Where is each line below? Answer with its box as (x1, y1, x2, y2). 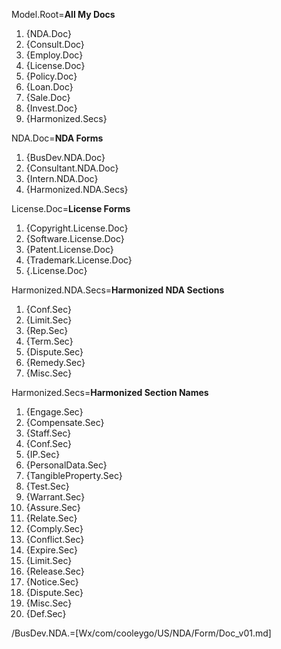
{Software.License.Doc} (25, 233, 125, 244)
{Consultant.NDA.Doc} (25, 162, 119, 174)
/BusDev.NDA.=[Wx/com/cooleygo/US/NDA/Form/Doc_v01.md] (11, 627, 272, 639)
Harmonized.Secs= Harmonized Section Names (11, 387, 209, 398)
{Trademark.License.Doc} (25, 254, 133, 266)
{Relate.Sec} (25, 512, 78, 524)
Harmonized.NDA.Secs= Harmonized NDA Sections (11, 284, 225, 296)
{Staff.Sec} (25, 427, 72, 439)
